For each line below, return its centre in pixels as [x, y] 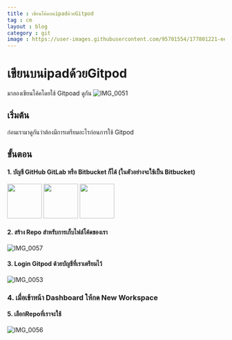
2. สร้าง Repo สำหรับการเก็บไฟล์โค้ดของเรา [58, 232]
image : [18, 39]
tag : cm [20, 20]
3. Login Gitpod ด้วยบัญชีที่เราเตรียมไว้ [55, 264]
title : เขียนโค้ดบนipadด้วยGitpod [51, 14]
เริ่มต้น [18, 115]
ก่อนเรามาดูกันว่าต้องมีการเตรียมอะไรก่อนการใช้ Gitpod [71, 132]
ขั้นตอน [20, 154]
